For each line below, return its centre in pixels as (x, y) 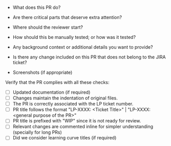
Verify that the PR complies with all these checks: (57, 82)
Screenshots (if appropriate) (42, 72)
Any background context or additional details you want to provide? (83, 47)
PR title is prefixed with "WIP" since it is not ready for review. (77, 121)
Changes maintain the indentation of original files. (65, 98)
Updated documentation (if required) (51, 92)
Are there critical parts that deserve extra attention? (67, 17)
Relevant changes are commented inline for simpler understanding (83, 127)
